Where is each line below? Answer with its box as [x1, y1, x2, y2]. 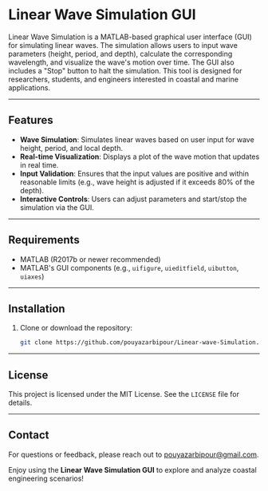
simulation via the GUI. [19, 202, 94, 212]
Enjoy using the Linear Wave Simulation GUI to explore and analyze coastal [8, 465, 257, 474]
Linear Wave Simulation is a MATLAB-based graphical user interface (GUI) [8, 32, 253, 42]
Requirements [8, 233, 80, 247]
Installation [8, 302, 65, 315]
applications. [8, 82, 50, 93]
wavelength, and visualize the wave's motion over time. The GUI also [8, 57, 235, 67]
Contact [8, 429, 49, 442]
